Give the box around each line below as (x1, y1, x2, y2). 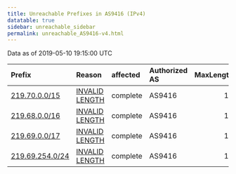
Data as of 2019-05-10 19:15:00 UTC (7, 49, 112, 58)
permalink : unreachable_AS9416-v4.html (7, 29, 124, 37)
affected (111, 70, 140, 80)
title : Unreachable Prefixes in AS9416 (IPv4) (7, 10, 146, 18)
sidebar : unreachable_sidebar (7, 23, 96, 30)
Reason (76, 70, 102, 80)
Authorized (149, 66, 188, 76)
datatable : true (7, 17, 55, 24)
